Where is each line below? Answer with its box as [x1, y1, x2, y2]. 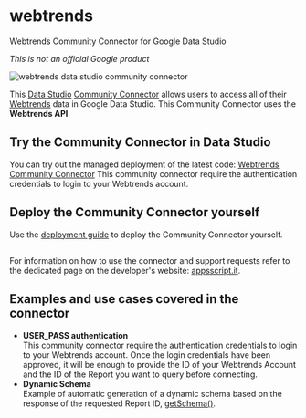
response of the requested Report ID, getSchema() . [22, 398, 216, 409]
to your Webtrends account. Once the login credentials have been [22, 349, 271, 361]
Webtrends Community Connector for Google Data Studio [9, 36, 227, 47]
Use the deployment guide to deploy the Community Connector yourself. [9, 229, 283, 240]
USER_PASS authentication [22, 329, 129, 340]
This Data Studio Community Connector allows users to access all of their [9, 89, 288, 99]
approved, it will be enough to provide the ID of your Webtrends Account [22, 359, 297, 370]
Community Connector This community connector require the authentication [9, 168, 298, 179]
